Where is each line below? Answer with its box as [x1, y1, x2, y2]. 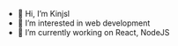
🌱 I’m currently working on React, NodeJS [17, 27, 170, 37]
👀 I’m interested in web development [17, 18, 151, 28]
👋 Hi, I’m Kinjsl [17, 9, 70, 19]
